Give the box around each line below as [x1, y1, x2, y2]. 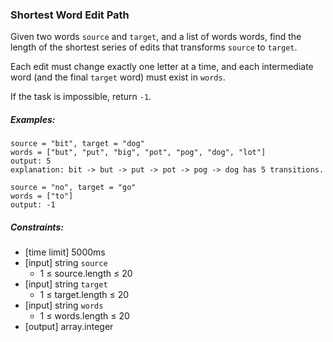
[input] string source [24, 257, 108, 269]
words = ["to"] [10, 191, 74, 202]
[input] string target [24, 278, 108, 290]
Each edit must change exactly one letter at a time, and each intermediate [10, 61, 314, 73]
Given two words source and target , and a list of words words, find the [10, 31, 302, 43]
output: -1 [10, 200, 56, 210]
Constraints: [10, 221, 64, 233]
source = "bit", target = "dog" [10, 139, 145, 149]
